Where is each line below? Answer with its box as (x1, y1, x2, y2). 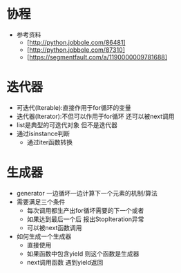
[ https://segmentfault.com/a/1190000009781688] (26, 53, 167, 61)
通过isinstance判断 (16, 129, 70, 138)
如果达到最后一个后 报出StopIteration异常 (26, 215, 144, 223)
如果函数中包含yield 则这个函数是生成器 (26, 250, 140, 258)
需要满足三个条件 (16, 198, 66, 206)
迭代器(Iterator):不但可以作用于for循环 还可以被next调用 (16, 112, 175, 120)
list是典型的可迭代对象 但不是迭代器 (16, 120, 118, 129)
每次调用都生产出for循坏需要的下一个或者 (26, 206, 144, 214)
